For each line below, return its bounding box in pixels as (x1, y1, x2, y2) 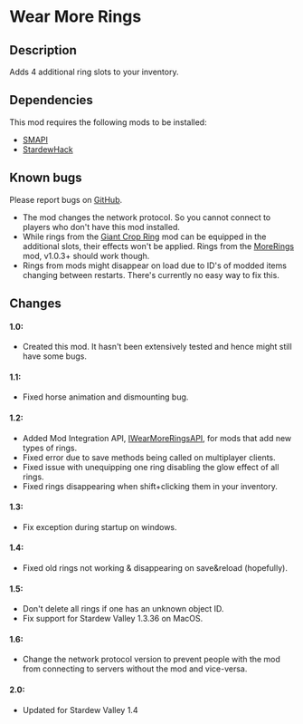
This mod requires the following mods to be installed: (9, 116, 207, 128)
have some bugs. (22, 351, 88, 362)
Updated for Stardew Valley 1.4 (22, 704, 138, 715)
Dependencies (9, 92, 93, 108)
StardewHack (22, 143, 74, 155)
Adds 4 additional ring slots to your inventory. (9, 66, 179, 77)
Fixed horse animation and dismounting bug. (22, 391, 189, 402)
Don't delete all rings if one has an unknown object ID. (22, 603, 224, 614)
